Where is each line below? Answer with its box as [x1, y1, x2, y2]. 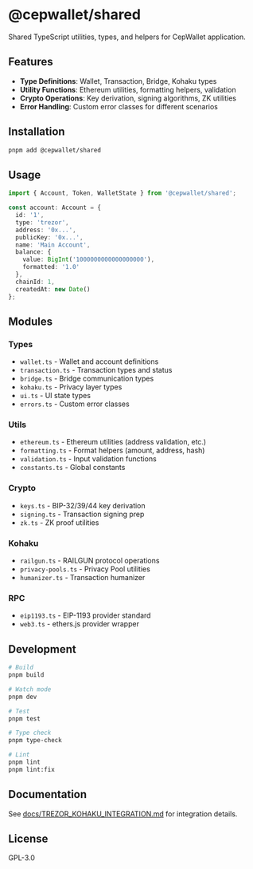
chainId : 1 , [15, 278, 56, 286]
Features [8, 55, 53, 69]
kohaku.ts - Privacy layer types [19, 382, 123, 392]
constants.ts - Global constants [19, 463, 126, 472]
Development [8, 642, 77, 656]
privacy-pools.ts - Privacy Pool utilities [19, 564, 151, 574]
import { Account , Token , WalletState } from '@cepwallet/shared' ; [8, 189, 237, 197]
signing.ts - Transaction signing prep [19, 509, 145, 519]
